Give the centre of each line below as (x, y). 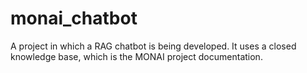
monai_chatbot (74, 18)
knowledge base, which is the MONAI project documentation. (136, 56)
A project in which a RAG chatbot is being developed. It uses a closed (153, 46)
